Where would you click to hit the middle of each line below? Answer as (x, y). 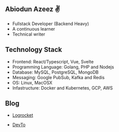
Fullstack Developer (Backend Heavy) (51, 23)
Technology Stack (34, 50)
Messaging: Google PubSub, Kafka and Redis (58, 77)
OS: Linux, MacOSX (32, 83)
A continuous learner (34, 29)
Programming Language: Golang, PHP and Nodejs (63, 67)
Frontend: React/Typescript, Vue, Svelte (53, 61)
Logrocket (23, 115)
